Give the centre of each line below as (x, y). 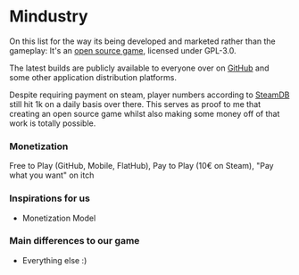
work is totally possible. (53, 123)
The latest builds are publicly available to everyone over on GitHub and (139, 68)
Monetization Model (59, 218)
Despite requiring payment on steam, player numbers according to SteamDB (149, 95)
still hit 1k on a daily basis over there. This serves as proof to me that (135, 104)
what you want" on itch (52, 175)
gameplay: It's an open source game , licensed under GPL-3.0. (123, 50)
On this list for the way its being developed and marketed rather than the (142, 41)
